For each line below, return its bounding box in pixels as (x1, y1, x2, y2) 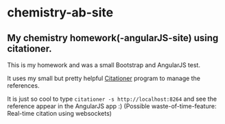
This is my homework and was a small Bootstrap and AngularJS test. (7, 61, 201, 69)
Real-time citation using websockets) (7, 110, 112, 117)
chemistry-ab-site (7, 5, 114, 21)
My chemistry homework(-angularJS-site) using (7, 32, 219, 44)
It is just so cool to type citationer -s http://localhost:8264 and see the (7, 95, 217, 103)
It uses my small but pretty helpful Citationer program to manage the (7, 74, 201, 82)
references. (7, 82, 40, 90)
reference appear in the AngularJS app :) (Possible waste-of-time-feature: (7, 102, 217, 110)
